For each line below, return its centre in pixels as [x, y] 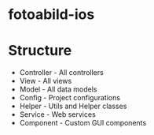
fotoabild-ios [51, 15]
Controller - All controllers [61, 73]
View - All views [46, 81]
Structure [40, 51]
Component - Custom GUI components [83, 123]
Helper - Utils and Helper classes [73, 106]
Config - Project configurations [70, 98]
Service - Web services [57, 114]
